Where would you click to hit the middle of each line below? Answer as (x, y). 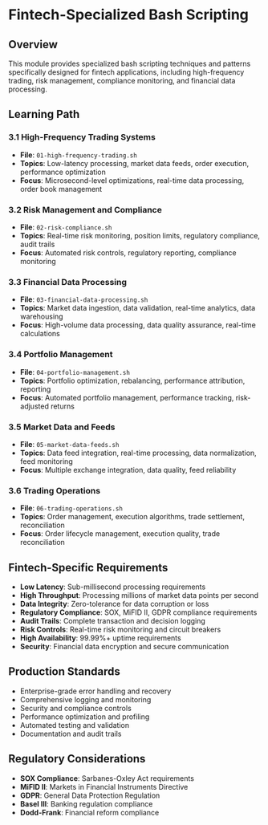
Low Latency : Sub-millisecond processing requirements (113, 587)
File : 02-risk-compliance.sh (66, 227)
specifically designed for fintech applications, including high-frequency (126, 72)
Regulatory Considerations (77, 759)
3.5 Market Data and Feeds (62, 427)
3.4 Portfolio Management (61, 355)
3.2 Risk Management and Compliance (85, 209)
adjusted (35, 406)
